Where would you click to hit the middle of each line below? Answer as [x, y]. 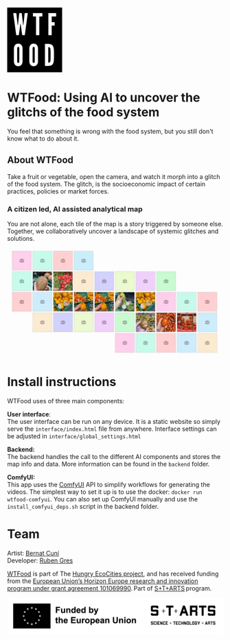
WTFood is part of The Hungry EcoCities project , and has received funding [113, 573]
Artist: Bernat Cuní [33, 553]
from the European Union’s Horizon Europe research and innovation [103, 581]
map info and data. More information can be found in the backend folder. [108, 464]
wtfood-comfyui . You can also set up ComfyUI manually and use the [102, 499]
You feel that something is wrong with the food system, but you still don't [111, 131]
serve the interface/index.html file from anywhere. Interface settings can [112, 429]
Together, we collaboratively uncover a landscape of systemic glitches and [113, 231]
